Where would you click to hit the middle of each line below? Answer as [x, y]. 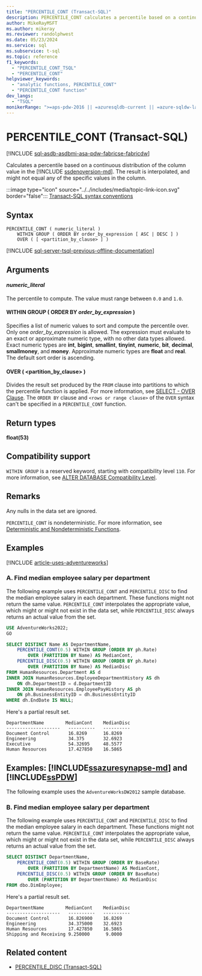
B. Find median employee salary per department [78, 807]
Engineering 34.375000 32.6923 [64, 924]
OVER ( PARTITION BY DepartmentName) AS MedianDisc [93, 880]
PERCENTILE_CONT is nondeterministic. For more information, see [84, 523]
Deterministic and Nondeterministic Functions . [64, 529]
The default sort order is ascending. [50, 358]
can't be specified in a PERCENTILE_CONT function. [66, 404]
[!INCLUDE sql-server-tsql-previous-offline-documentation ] [80, 251]
